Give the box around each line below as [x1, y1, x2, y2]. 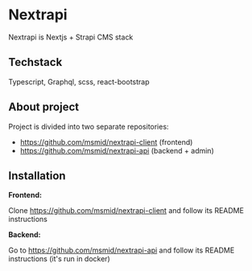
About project [8, 101, 79, 114]
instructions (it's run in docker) [8, 254, 110, 264]
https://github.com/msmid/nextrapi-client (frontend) [19, 137, 193, 146]
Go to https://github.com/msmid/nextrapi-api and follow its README [8, 245, 235, 255]
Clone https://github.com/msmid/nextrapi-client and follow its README [8, 206, 244, 216]
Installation [8, 169, 66, 183]
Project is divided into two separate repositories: [8, 121, 169, 131]
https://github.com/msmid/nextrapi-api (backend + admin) [19, 146, 215, 155]
